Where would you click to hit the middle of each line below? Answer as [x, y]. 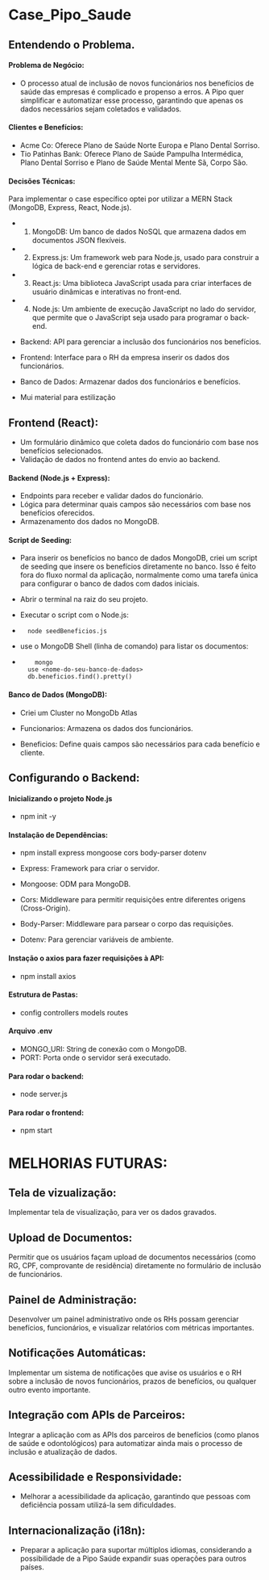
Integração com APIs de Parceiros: [97, 1415]
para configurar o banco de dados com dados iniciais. [110, 584]
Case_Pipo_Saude [70, 15]
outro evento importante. [50, 1389]
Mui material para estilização [68, 397]
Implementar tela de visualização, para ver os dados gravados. [113, 1212]
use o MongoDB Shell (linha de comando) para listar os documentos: [134, 646]
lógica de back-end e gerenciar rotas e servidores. [116, 266]
